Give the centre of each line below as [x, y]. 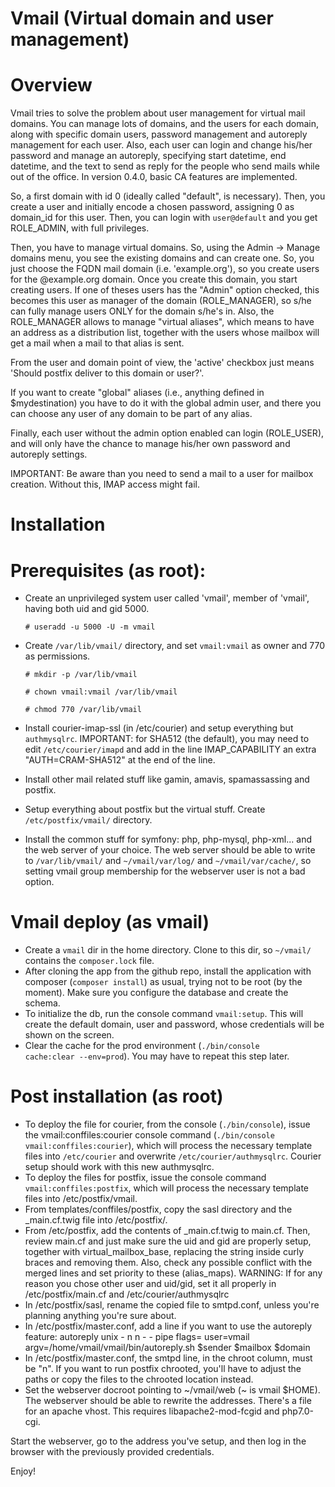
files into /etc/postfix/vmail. [81, 1199]
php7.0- [298, 1411]
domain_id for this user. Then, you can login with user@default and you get [164, 218]
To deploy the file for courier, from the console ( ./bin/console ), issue [167, 1124]
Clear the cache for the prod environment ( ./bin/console [142, 1046]
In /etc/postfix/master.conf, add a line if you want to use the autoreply [168, 1326]
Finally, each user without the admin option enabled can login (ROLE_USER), [167, 433]
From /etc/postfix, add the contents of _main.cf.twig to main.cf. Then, [167, 1231]
